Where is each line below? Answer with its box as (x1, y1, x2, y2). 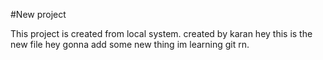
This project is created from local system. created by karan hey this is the (10, 28, 313, 39)
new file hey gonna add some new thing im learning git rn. (10, 39, 250, 50)
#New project (10, 9, 67, 20)
